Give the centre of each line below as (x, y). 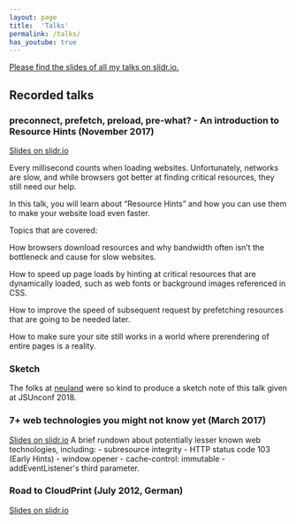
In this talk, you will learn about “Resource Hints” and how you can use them (148, 204)
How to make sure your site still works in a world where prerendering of (139, 336)
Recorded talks (52, 95)
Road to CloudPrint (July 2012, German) (96, 490)
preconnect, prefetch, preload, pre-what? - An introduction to (144, 120)
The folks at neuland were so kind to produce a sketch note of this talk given (148, 388)
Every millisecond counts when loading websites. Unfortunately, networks (144, 167)
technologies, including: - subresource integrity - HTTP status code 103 (140, 449)
